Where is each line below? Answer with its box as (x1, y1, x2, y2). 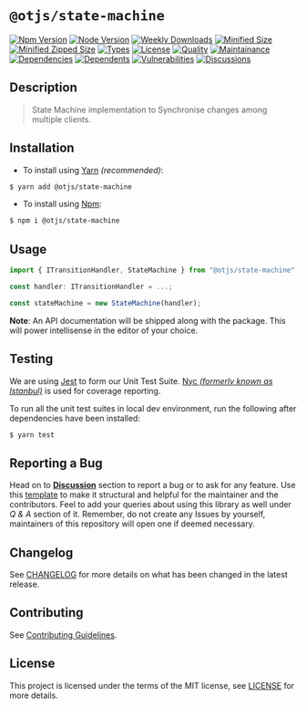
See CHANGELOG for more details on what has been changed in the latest (9, 569, 289, 580)
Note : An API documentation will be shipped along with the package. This (9, 315, 286, 326)
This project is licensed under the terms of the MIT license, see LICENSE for (9, 680, 295, 691)
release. (9, 578, 40, 590)
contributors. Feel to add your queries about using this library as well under (9, 499, 291, 510)
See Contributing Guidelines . (9, 629, 117, 640)
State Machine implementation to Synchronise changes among (31, 104, 268, 115)
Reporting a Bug (9, 455, 103, 471)
